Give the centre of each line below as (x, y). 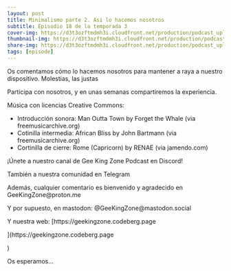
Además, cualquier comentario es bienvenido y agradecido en (95, 187)
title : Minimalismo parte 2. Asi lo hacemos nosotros (86, 20)
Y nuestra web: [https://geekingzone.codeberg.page (81, 221)
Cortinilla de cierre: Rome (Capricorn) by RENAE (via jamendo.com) (112, 148)
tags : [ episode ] (30, 52)
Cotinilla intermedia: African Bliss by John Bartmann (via (97, 133)
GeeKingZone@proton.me (44, 195)
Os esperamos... (30, 261)
